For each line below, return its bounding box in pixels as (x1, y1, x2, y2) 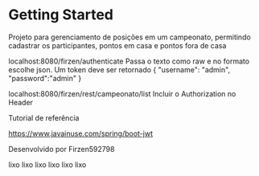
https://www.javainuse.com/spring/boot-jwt (8, 129, 154, 138)
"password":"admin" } (8, 73, 82, 83)
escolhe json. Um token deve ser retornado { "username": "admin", (8, 64, 231, 74)
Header (8, 97, 34, 107)
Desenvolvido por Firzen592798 (8, 144, 115, 153)
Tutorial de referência (8, 113, 80, 122)
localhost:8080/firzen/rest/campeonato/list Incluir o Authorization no (8, 88, 236, 98)
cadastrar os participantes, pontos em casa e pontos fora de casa (8, 40, 227, 50)
